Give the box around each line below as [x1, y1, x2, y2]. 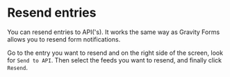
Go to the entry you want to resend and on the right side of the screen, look [7, 49, 224, 57]
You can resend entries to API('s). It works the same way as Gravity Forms [7, 28, 220, 36]
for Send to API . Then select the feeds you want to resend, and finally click [7, 55, 222, 64]
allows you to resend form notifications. [7, 35, 121, 43]
